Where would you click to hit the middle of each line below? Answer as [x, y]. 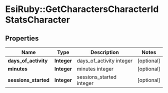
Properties [22, 38]
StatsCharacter [37, 20]
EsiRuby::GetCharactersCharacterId [82, 9]
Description [104, 52]
